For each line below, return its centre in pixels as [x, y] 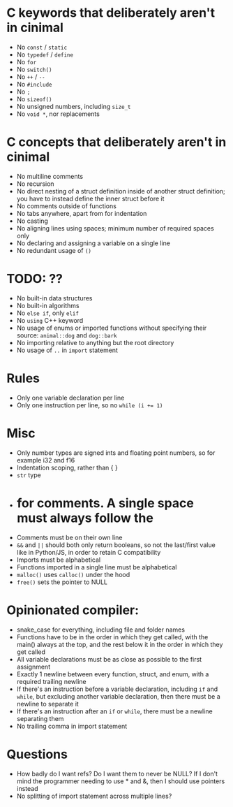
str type [29, 475]
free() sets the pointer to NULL [62, 582]
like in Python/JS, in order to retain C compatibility [89, 552]
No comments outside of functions [66, 206]
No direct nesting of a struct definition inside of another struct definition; [121, 191]
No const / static [42, 47]
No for [27, 61]
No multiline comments [50, 176]
